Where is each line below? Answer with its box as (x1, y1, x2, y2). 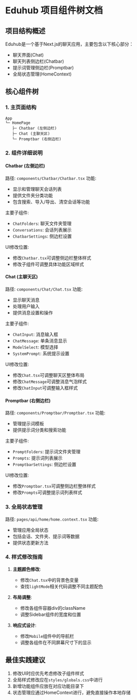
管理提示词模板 (12, 421, 44, 427)
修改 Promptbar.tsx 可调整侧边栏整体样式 (12, 483, 96, 489)
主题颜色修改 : (12, 566, 41, 572)
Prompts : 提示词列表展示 (12, 455, 62, 461)
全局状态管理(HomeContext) (12, 71, 72, 77)
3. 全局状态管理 (5, 503, 43, 510)
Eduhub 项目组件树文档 (5, 5, 103, 16)
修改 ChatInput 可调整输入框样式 (12, 385, 78, 391)
